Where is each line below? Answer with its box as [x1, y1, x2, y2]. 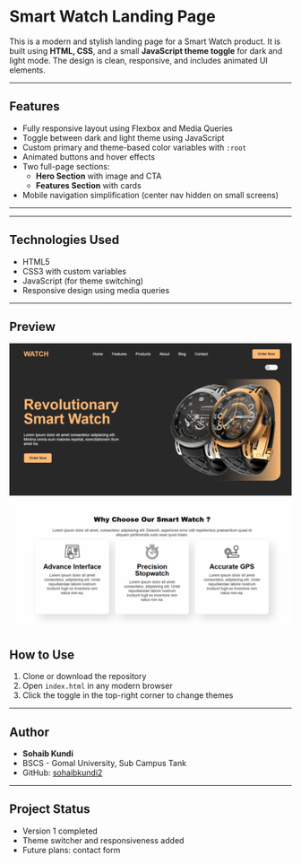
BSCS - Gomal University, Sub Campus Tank [21, 757, 186, 768]
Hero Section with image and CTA [35, 170, 162, 181]
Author [9, 724, 49, 739]
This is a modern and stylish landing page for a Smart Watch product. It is [9, 36, 280, 47]
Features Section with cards [35, 179, 142, 190]
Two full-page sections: [21, 161, 110, 171]
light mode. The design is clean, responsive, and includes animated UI [9, 55, 269, 65]
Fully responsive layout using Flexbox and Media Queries [21, 123, 233, 134]
